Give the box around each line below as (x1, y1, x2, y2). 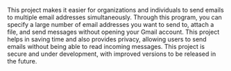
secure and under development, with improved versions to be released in (7, 50, 216, 58)
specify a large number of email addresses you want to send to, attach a (7, 21, 214, 28)
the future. (7, 57, 37, 65)
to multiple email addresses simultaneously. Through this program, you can (7, 13, 222, 21)
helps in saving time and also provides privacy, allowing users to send (7, 35, 207, 43)
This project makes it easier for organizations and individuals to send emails (7, 6, 224, 14)
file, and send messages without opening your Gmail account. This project (7, 28, 220, 36)
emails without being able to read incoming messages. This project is (7, 43, 205, 50)
